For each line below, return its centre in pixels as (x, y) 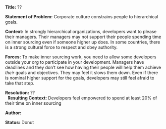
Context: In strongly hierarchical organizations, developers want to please (81, 31)
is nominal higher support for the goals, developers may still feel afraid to (80, 78)
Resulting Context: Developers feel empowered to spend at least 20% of (82, 98)
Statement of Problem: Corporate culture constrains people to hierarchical (82, 17)
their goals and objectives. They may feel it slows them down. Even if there (82, 73)
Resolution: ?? (20, 93)
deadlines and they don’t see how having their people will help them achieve (83, 67)
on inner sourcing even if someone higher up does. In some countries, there (83, 42)
